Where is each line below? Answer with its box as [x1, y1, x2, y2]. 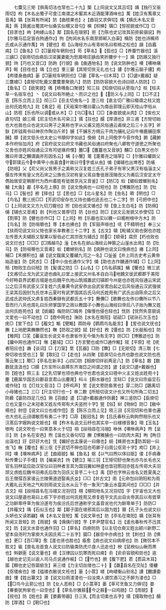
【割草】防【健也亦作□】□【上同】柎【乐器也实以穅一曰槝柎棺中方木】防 [5, 215, 156, 221]
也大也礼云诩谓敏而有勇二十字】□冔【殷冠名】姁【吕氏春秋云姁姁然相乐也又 [5, 414, 161, 419]
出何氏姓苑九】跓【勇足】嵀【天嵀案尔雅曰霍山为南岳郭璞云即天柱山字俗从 [5, 104, 157, 109]
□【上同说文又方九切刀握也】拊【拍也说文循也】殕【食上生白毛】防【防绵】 [5, 203, 161, 208]
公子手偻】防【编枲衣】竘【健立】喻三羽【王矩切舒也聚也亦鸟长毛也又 [18, 457, 161, 463]
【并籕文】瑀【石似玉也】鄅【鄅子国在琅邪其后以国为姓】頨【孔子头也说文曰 [5, 506, 161, 512]
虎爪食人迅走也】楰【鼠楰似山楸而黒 [83, 544, 157, 549]
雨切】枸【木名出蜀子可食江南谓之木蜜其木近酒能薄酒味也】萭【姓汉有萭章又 [5, 10, 161, 16]
